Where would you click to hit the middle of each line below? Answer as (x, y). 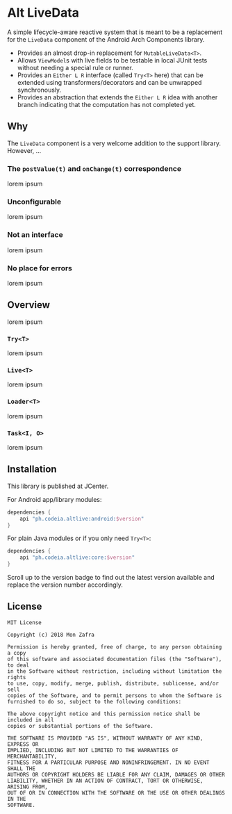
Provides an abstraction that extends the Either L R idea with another (117, 97)
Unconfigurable (34, 202)
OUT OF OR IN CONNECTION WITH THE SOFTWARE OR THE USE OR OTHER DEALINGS (116, 793)
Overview (29, 305)
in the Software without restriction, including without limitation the (115, 671)
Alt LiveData (43, 13)
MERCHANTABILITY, (32, 756)
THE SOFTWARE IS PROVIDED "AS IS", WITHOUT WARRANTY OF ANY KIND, (105, 738)
